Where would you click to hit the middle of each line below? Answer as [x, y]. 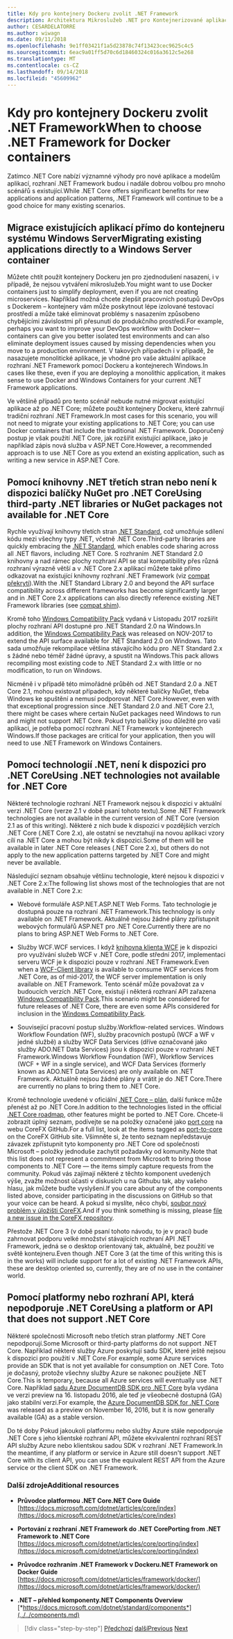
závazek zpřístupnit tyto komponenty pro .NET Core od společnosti [103, 1143]
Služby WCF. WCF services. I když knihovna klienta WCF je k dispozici [117, 947]
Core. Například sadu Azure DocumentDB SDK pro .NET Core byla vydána [113, 1387]
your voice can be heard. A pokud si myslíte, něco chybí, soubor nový [107, 1202]
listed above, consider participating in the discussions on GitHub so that [110, 1196]
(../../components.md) [48, 1615]
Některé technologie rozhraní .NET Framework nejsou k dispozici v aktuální [114, 803]
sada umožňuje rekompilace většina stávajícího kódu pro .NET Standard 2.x [115, 648]
